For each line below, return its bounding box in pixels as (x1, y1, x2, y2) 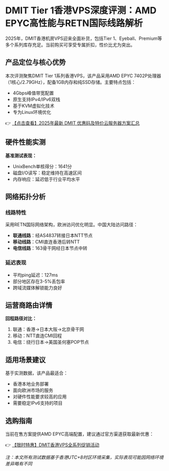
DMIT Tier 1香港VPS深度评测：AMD (5, 5, 157, 16)
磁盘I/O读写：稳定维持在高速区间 (12, 170, 82, 176)
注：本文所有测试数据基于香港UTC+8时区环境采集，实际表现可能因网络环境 (5, 454, 164, 460)
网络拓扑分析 (5, 192, 46, 201)
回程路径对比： (5, 315, 37, 322)
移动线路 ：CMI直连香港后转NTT (12, 239, 80, 245)
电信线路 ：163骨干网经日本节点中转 (12, 245, 88, 251)
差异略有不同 (5, 460, 32, 466)
